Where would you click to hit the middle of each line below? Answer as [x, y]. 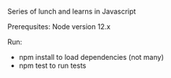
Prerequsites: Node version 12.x [59, 26]
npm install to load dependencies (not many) [91, 57]
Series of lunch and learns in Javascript [72, 11]
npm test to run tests [52, 65]
